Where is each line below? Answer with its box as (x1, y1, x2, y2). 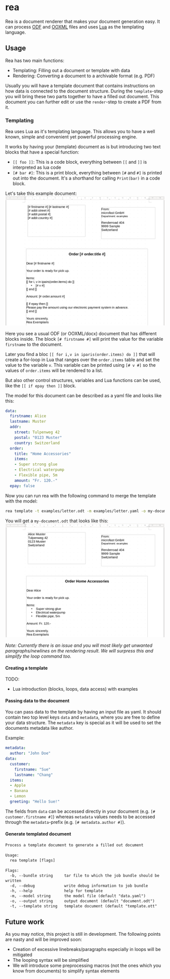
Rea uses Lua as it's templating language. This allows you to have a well (5, 129, 155, 135)
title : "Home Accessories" (14, 451, 71, 456)
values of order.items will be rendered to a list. (5, 367, 103, 373)
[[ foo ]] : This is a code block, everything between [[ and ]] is (12, 159, 147, 165)
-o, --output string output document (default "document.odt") (10, 899, 155, 904)
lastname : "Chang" (14, 772, 53, 777)
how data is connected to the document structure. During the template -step (5, 88, 163, 94)
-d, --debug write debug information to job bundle (10, 883, 148, 888)
